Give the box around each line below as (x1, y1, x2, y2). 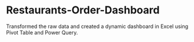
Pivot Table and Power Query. (6, 29, 78, 36)
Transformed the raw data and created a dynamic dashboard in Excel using (6, 23, 189, 30)
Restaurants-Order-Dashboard (6, 3, 160, 17)
